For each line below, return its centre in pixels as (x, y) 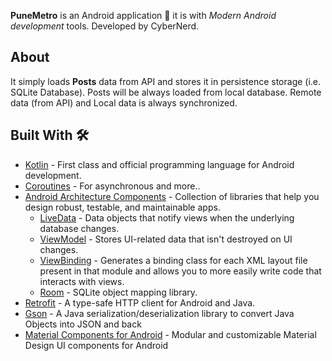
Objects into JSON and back (83, 324)
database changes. (79, 228)
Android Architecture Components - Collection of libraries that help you (172, 196)
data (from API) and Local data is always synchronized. (124, 102)
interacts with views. (82, 281)
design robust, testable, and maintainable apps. (122, 207)
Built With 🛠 (50, 135)
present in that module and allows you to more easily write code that (180, 271)
